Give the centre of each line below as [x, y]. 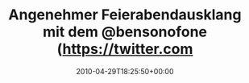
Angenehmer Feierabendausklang [125, 15]
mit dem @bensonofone [125, 32]
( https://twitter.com [125, 49]
